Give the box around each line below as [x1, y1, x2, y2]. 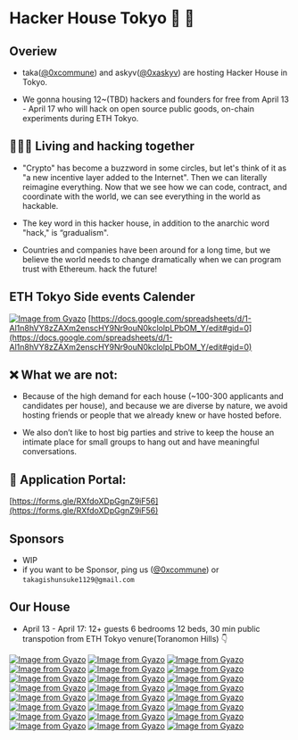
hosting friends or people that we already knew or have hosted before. [21, 410, 282, 420]
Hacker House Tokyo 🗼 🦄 [9, 8, 195, 29]
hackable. [21, 200, 59, 211]
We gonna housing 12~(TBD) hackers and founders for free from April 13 [21, 94, 290, 104]
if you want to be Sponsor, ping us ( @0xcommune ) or [21, 564, 219, 575]
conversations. [21, 446, 78, 457]
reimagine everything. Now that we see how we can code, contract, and [21, 181, 287, 192]
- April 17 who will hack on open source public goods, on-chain [21, 104, 254, 114]
